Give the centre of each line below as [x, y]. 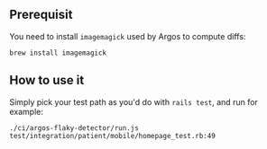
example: [26, 111]
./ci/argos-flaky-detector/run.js [74, 128]
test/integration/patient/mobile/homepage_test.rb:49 [113, 136]
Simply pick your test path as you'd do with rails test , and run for [134, 101]
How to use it [47, 80]
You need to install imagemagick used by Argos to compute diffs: [128, 36]
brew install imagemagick [58, 53]
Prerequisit [41, 15]
